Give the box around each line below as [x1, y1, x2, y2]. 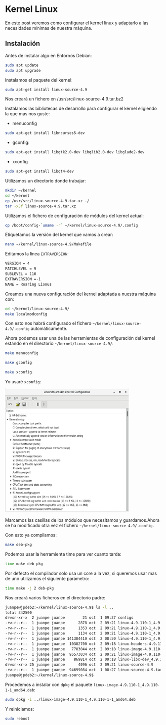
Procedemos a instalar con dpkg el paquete [5, 681, 92, 687]
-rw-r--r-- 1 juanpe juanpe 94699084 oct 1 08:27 [5, 668, 116, 673]
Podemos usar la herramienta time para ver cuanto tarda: [5, 551, 122, 557]
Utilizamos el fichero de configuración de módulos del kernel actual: [5, 213, 144, 219]
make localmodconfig [5, 312, 48, 317]
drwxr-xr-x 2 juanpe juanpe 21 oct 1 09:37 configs [5, 615, 134, 620]
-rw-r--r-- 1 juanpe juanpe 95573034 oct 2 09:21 [5, 652, 116, 657]
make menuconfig [5, 351, 39, 356]
